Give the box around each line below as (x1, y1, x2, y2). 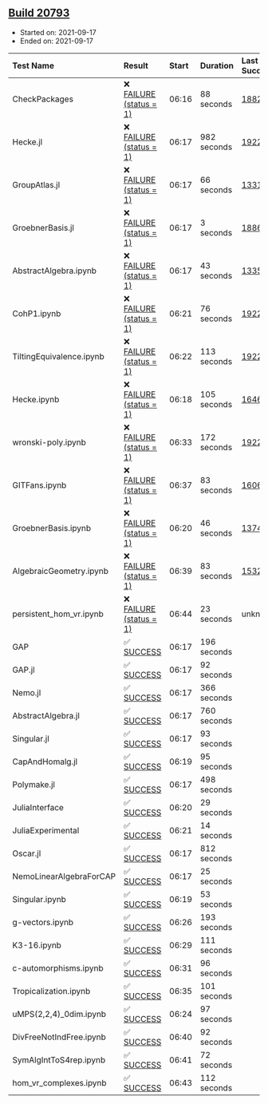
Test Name (12, 60, 54, 71)
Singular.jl (12, 733, 49, 744)
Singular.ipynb (12, 893, 66, 904)
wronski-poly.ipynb (12, 437, 86, 448)
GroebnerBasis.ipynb (12, 522, 92, 533)
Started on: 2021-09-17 (19, 27, 97, 37)
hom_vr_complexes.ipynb (12, 1077, 107, 1088)
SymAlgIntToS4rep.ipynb (12, 1054, 106, 1065)
